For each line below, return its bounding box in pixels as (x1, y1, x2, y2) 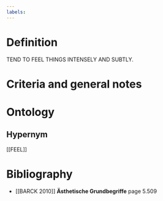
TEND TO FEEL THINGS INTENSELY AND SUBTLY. (6, 56, 134, 63)
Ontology (6, 105, 55, 119)
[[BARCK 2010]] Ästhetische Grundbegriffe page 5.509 (15, 188, 157, 195)
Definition (6, 35, 58, 49)
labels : (6, 9, 26, 15)
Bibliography (6, 167, 73, 181)
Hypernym (6, 129, 48, 140)
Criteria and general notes (6, 77, 142, 91)
